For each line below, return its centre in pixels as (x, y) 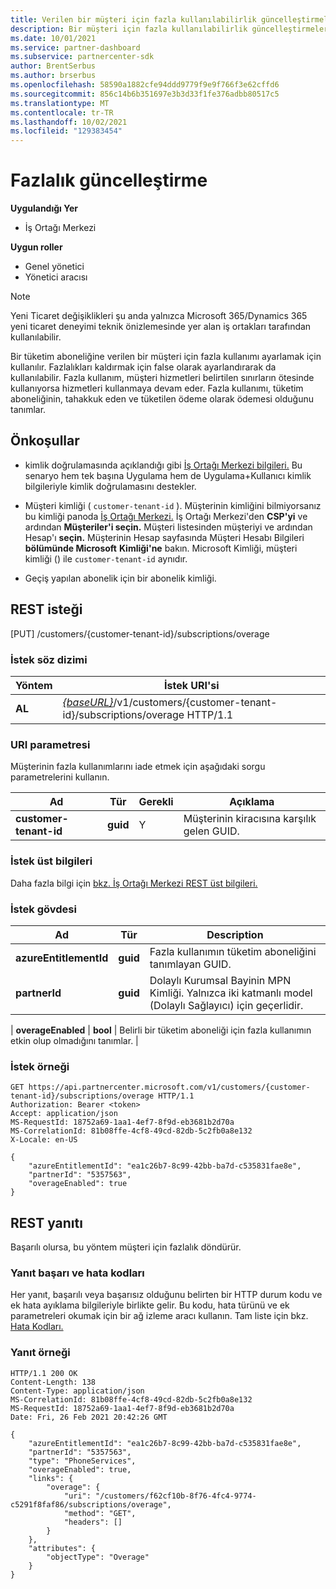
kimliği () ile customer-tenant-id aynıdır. (106, 558)
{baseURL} (88, 702)
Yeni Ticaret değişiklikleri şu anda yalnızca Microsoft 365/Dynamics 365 (159, 316)
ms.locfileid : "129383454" (66, 131)
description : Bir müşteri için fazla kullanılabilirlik (129, 29)
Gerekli (156, 802)
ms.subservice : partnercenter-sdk (82, 57)
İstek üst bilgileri (51, 861)
